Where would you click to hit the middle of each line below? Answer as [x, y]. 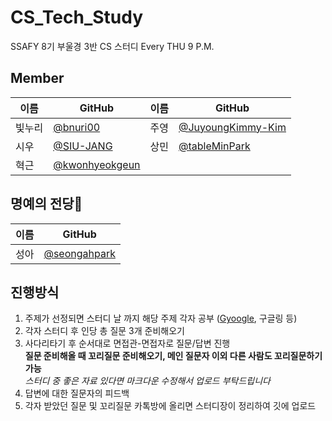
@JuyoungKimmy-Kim [232, 127]
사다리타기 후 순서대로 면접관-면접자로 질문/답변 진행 [127, 343]
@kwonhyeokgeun [97, 164]
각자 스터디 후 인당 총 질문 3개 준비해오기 [104, 331]
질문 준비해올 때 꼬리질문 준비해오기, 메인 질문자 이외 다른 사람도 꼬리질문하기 [173, 356]
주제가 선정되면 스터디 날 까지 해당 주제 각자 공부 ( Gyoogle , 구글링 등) [161, 318]
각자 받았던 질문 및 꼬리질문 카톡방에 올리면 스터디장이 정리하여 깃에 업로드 [170, 406]
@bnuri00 [77, 127]
